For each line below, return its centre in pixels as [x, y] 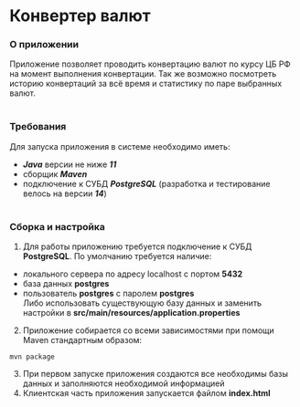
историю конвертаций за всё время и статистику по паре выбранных [146, 84]
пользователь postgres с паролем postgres [108, 294]
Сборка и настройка [57, 226]
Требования [38, 127]
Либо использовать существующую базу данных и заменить [142, 303]
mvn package [32, 357]
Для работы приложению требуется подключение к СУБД [137, 246]
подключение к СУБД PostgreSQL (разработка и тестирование [146, 183]
